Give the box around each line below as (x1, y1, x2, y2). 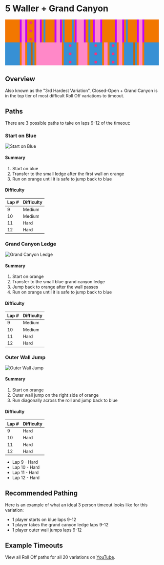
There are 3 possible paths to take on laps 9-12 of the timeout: (5, 120, 131, 126)
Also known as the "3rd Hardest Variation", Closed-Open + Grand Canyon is (5, 88, 158, 93)
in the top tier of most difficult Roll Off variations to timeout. (5, 93, 124, 99)
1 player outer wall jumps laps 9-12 (12, 527, 82, 533)
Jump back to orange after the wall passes (12, 284, 99, 290)
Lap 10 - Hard (12, 464, 40, 470)
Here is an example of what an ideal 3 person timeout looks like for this (5, 502, 148, 508)
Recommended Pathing (5, 489, 78, 497)
